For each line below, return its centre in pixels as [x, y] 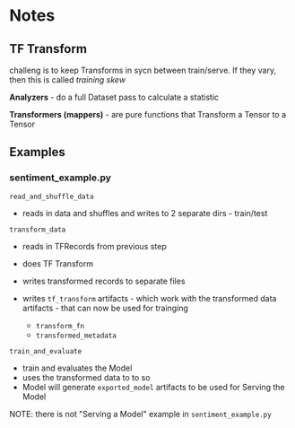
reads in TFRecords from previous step [95, 246]
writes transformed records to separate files [104, 281]
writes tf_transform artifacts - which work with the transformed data [149, 298]
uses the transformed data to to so [86, 377]
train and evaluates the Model [77, 368]
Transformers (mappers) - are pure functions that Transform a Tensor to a [148, 114]
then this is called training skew [68, 80]
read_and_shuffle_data [52, 197]
